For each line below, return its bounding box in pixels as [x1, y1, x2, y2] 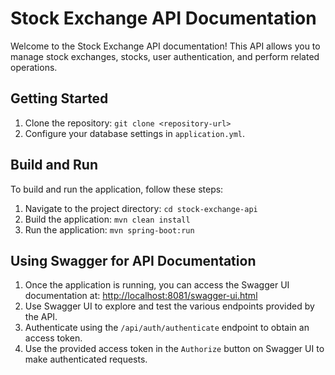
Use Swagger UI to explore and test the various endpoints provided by [24, 300, 315, 312]
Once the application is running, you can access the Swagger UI [24, 279, 290, 291]
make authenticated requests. [24, 353, 148, 366]
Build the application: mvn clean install [24, 213, 191, 225]
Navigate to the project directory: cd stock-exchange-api [24, 202, 258, 214]
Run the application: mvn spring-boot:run [24, 223, 195, 236]
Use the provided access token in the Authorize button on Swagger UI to [24, 343, 325, 355]
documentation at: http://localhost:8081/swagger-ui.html [24, 290, 258, 302]
